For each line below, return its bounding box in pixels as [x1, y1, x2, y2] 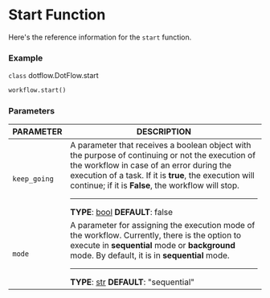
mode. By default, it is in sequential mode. [69, 250, 231, 261]
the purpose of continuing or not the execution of [69, 150, 256, 161]
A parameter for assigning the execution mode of [69, 220, 256, 231]
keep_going [12, 174, 54, 183]
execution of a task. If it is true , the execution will [69, 170, 255, 181]
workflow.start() [8, 86, 67, 94]
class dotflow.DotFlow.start [8, 71, 99, 81]
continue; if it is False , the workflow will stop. [69, 180, 239, 191]
